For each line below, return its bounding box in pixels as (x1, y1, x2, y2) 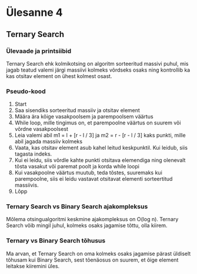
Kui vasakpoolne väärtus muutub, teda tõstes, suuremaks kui (14, 169, 163, 176)
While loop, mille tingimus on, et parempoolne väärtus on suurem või (14, 119, 181, 126)
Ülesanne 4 (6, 6, 63, 19)
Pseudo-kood (6, 87, 46, 95)
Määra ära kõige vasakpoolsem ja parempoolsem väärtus (14, 113, 154, 120)
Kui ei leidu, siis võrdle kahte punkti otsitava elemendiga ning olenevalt (14, 157, 186, 164)
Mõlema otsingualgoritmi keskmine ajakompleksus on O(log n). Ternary (6, 216, 179, 223)
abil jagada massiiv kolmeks (14, 138, 83, 145)
